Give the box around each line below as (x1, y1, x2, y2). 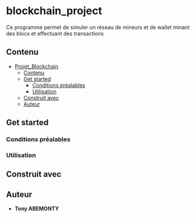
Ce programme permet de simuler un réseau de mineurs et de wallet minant (6, 24, 190, 31)
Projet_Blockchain (14, 63, 59, 70)
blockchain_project (6, 4, 102, 18)
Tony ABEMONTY (14, 205, 59, 212)
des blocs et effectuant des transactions (6, 30, 104, 37)
